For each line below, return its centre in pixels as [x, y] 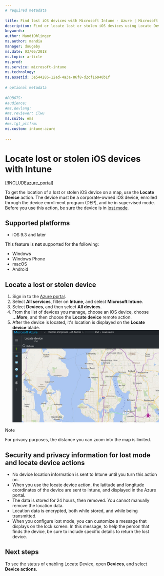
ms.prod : [14, 62]
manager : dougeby [23, 46]
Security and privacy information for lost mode [78, 455]
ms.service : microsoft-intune [36, 67]
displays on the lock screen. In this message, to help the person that [81, 526]
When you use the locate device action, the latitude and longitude [78, 485]
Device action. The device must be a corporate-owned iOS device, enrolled [81, 197]
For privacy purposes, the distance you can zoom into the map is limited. [78, 440]
